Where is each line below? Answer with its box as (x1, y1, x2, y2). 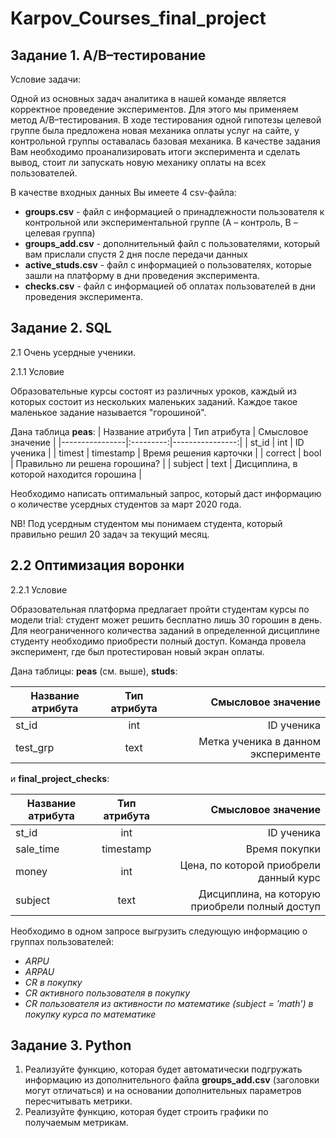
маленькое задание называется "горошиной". (10, 406, 207, 418)
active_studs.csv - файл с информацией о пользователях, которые (24, 259, 312, 271)
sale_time (15, 842, 60, 856)
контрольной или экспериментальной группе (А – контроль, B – (24, 217, 298, 228)
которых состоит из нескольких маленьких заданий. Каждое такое (10, 395, 298, 407)
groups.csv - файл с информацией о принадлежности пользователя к (24, 206, 325, 217)
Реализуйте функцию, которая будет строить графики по (24, 1106, 269, 1118)
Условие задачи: (10, 73, 82, 85)
